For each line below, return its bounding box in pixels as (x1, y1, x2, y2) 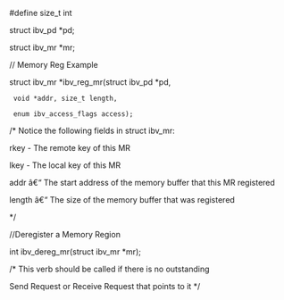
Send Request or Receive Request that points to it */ (9, 281, 201, 291)
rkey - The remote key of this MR (9, 143, 131, 153)
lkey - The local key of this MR (9, 160, 121, 171)
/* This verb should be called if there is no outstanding (9, 263, 210, 274)
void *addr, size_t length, (13, 94, 118, 103)
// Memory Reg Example (9, 60, 98, 70)
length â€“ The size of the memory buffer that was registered (9, 195, 235, 204)
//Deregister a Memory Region (9, 229, 121, 239)
